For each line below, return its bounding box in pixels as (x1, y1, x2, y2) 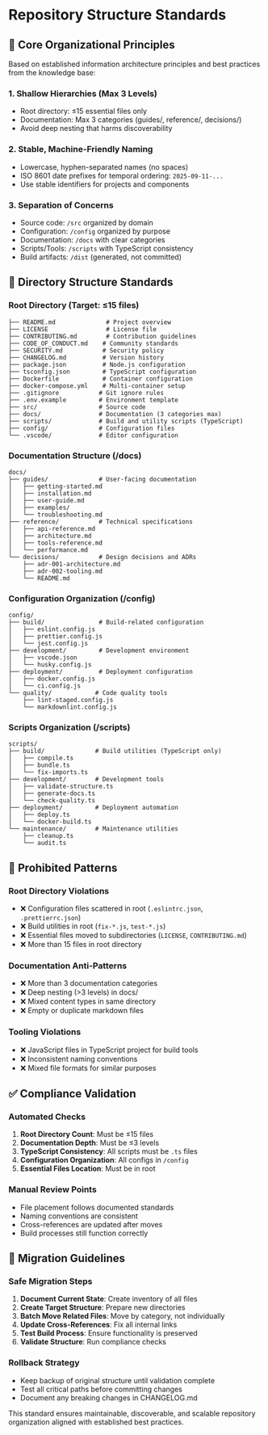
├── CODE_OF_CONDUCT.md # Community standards (8, 339, 179, 347)
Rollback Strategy (8, 1357, 80, 1369)
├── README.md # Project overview (8, 318, 172, 326)
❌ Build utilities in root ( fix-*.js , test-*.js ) (19, 921, 166, 931)
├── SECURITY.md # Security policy (8, 346, 164, 355)
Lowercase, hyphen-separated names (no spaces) (19, 162, 189, 171)
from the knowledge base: (8, 68, 96, 78)
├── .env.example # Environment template (8, 396, 179, 404)
